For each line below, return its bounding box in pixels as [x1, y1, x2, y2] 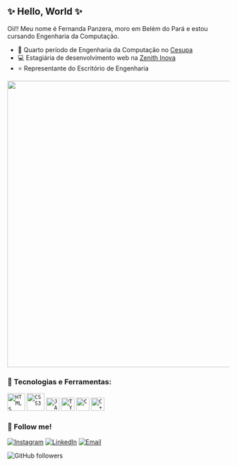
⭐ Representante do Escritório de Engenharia [17, 63, 150, 73]
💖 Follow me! [7, 422, 52, 432]
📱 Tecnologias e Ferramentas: [7, 376, 111, 386]
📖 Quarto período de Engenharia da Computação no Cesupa [17, 45, 193, 54]
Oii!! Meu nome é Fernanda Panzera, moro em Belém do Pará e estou [7, 24, 208, 32]
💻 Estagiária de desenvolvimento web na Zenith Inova [17, 53, 176, 62]
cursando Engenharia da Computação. [7, 32, 120, 40]
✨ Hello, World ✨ [7, 6, 83, 18]
